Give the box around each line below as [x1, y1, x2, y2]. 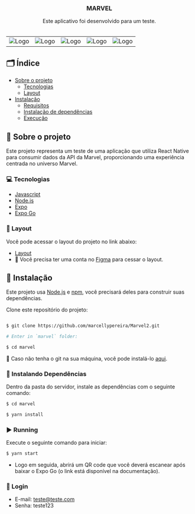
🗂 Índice [6, 58, 40, 68]
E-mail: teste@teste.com [14, 496, 75, 503]
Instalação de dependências [23, 108, 93, 115]
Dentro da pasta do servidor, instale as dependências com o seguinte [6, 383, 175, 390]
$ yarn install [6, 412, 44, 418]
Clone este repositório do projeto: [6, 306, 88, 313]
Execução [23, 114, 48, 122]
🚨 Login [6, 483, 28, 491]
